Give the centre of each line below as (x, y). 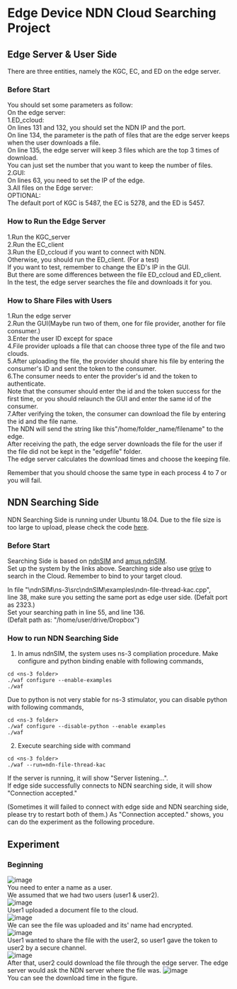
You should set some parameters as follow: (70, 105)
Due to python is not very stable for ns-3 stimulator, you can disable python (117, 700)
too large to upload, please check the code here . (78, 527)
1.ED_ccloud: (26, 120)
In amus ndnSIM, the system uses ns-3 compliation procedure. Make (118, 654)
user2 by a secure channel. (47, 947)
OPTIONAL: (24, 196)
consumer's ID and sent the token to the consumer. (82, 368)
